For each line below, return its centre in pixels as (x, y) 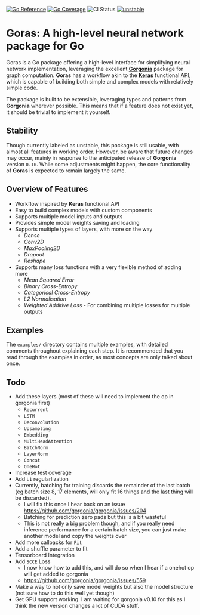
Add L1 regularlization (41, 479)
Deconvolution (41, 423)
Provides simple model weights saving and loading (77, 222)
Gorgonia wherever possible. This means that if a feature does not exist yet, (100, 106)
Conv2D (34, 242)
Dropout (34, 254)
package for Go (45, 46)
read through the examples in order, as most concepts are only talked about (99, 357)
